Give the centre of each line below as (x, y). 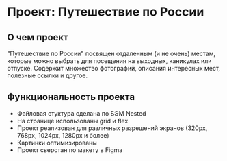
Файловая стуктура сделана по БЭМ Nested (81, 113)
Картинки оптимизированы (57, 143)
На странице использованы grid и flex (72, 121)
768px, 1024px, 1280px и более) (63, 135)
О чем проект (38, 37)
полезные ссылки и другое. (47, 75)
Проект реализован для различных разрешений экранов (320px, (112, 128)
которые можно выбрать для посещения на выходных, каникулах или (109, 61)
